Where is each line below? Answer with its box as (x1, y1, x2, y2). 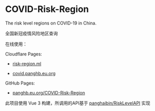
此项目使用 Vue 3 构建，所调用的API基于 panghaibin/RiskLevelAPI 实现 (5, 100, 150, 106)
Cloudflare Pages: (5, 51, 42, 57)
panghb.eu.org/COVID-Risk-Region (12, 89, 85, 95)
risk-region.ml (12, 60, 41, 66)
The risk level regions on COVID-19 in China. (5, 20, 96, 26)
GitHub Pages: (5, 80, 35, 86)
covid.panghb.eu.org (12, 70, 56, 76)
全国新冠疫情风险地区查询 (5, 30, 58, 36)
